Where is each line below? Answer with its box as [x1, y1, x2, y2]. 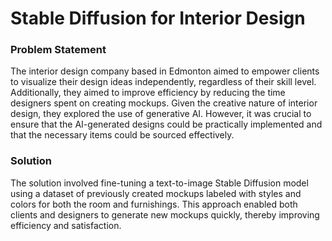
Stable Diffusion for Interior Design [10, 7, 306, 30]
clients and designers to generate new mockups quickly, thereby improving [10, 208, 320, 221]
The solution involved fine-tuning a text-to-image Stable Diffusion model [10, 177, 309, 189]
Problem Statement [10, 43, 107, 57]
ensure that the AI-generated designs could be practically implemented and [10, 118, 323, 131]
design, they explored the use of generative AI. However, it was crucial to [10, 108, 312, 120]
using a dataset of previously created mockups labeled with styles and [10, 187, 302, 199]
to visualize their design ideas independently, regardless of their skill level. [10, 76, 317, 88]
